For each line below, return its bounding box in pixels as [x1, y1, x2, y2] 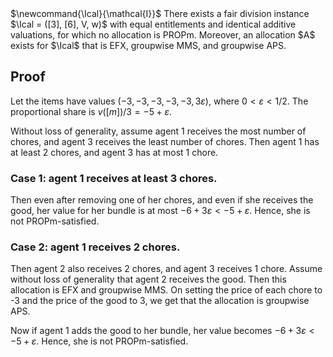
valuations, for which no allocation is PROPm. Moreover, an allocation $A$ [10, 29, 316, 41]
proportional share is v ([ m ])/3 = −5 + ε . [10, 105, 172, 117]
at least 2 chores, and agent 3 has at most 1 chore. [10, 146, 219, 158]
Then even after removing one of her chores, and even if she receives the [10, 194, 314, 206]
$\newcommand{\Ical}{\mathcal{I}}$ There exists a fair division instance [10, 8, 310, 19]
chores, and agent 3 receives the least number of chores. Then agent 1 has [10, 135, 320, 147]
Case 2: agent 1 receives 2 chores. [10, 240, 181, 254]
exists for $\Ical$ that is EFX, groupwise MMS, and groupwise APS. [10, 40, 287, 51]
